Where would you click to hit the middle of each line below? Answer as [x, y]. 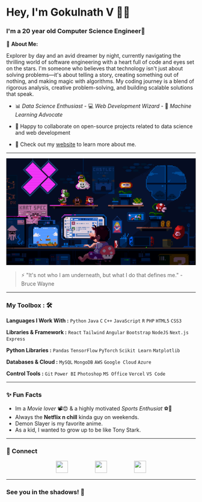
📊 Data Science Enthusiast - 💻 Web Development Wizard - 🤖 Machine [103, 106]
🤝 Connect [22, 451]
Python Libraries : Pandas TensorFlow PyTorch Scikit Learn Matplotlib [93, 350]
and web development [43, 133]
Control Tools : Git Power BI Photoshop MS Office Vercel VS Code [86, 374]
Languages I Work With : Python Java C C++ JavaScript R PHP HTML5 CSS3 [94, 320]
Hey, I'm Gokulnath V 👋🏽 [68, 12]
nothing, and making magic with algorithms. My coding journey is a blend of [100, 81]
